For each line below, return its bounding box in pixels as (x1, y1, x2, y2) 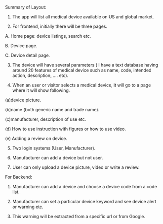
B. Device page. (5, 43, 38, 49)
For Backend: (5, 174, 32, 180)
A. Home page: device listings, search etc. (5, 33, 91, 39)
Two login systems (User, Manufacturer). (12, 145, 96, 151)
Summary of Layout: (5, 4, 46, 10)
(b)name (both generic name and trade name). (5, 107, 100, 112)
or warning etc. (12, 204, 43, 210)
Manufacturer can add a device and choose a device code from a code (12, 184, 157, 189)
